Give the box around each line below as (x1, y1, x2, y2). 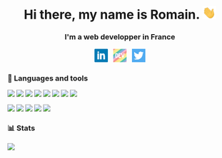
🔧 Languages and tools (7, 73, 89, 83)
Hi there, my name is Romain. (24, 6, 200, 23)
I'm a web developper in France (64, 32, 176, 42)
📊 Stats (7, 123, 36, 133)
